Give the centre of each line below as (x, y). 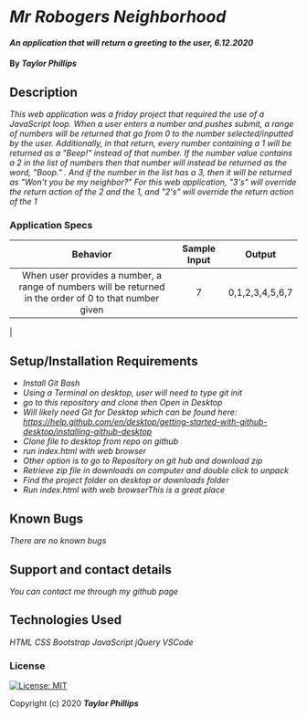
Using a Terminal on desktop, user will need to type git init (132, 393)
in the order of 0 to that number (92, 299)
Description (43, 92)
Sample (199, 248)
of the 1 (24, 202)
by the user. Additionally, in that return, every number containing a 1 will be (151, 143)
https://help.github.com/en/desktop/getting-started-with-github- (145, 422)
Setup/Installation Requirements (104, 361)
